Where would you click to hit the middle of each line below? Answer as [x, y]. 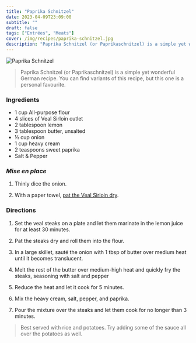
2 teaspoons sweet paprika [47, 150]
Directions [21, 210]
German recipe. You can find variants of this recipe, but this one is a [102, 78]
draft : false [22, 28]
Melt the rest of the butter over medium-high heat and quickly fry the [97, 269]
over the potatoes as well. [51, 334]
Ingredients [23, 100]
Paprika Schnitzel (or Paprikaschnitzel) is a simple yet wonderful [98, 72]
